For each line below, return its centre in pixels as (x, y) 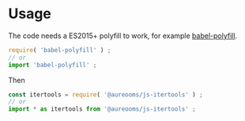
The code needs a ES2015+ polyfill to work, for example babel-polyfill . (123, 36)
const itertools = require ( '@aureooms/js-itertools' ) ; (106, 95)
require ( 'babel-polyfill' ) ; (60, 50)
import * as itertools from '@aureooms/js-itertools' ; (102, 109)
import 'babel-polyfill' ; (53, 65)
